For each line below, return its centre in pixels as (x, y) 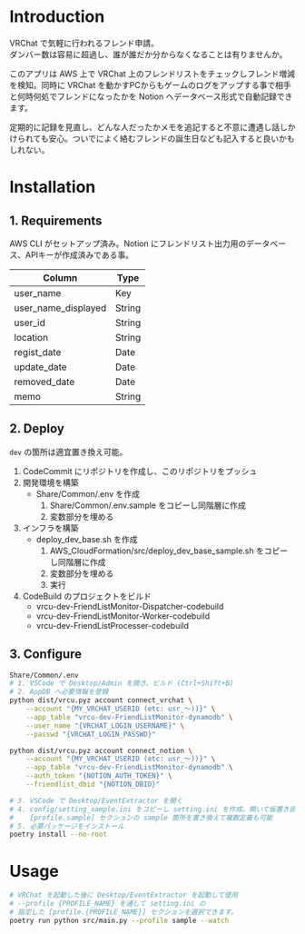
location (31, 337)
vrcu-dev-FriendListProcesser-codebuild (112, 625)
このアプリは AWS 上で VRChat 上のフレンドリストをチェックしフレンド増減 (152, 74)
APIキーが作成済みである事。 (79, 254)
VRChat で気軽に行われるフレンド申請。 (84, 43)
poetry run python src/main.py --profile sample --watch (119, 920)
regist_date (38, 352)
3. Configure (46, 655)
